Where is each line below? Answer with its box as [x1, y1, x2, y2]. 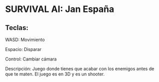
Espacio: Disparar [5, 46, 41, 52]
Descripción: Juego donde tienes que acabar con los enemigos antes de [5, 66, 155, 71]
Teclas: [5, 23, 28, 32]
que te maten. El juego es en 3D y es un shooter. [5, 71, 105, 77]
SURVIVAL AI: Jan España [5, 3, 115, 15]
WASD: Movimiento [5, 36, 45, 42]
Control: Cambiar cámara [5, 56, 57, 62]
